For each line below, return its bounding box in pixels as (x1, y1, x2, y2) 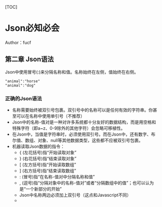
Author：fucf (5, 39, 32, 45)
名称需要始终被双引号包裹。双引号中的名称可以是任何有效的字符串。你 (12, 107, 153, 113)
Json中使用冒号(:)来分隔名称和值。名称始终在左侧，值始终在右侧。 (5, 69, 139, 75)
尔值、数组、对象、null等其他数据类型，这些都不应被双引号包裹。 (12, 138, 144, 143)
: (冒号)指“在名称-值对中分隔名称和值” (19, 174, 95, 180)
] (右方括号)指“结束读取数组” (19, 168, 76, 174)
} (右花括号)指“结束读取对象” (19, 155, 77, 162)
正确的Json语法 (5, 95, 42, 102)
